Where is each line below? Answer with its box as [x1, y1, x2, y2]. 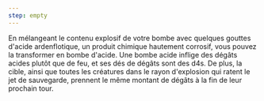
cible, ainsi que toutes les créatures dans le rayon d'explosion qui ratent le [8, 66, 251, 76]
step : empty [8, 11, 48, 20]
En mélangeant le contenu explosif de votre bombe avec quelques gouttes [8, 33, 251, 43]
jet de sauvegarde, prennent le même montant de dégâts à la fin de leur [8, 75, 243, 84]
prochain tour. [8, 84, 54, 93]
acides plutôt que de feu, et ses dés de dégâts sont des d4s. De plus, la [8, 58, 243, 68]
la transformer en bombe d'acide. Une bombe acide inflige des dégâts [8, 50, 238, 59]
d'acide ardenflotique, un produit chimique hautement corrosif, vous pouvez [8, 41, 257, 51]
